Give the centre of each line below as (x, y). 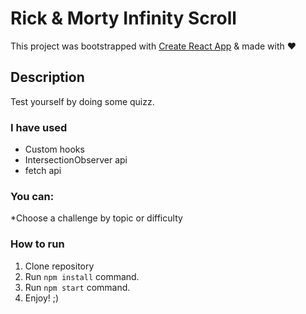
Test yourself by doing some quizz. (82, 101)
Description (47, 77)
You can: (32, 196)
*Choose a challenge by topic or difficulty (96, 218)
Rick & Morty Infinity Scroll (123, 18)
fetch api (43, 171)
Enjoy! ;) (42, 298)
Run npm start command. (77, 287)
